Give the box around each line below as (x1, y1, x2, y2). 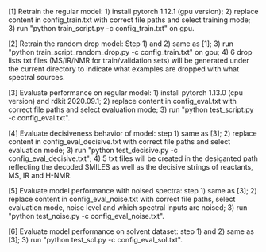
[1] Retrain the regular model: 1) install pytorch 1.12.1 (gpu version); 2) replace (8, 7, 259, 16)
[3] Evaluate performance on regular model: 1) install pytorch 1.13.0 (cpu (8, 88, 244, 97)
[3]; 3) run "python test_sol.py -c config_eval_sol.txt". (8, 235, 183, 244)
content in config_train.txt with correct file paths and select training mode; (8, 15, 251, 25)
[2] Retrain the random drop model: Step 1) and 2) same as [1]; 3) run (8, 39, 234, 48)
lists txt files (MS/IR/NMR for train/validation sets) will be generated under (8, 55, 250, 65)
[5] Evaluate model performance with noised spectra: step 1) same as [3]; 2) (8, 186, 257, 195)
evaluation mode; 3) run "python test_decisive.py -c (8, 146, 179, 155)
